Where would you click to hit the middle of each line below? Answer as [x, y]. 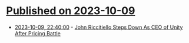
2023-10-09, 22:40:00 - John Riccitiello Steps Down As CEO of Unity [99, 27]
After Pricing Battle [37, 33]
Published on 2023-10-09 [71, 11]
